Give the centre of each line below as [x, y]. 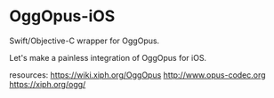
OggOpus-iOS [62, 16]
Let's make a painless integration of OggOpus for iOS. [108, 57]
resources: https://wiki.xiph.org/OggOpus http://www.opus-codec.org [137, 75]
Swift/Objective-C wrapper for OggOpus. [85, 41]
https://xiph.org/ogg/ [48, 84]
